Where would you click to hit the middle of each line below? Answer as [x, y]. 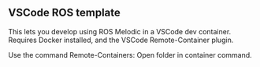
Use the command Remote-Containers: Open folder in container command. [130, 55]
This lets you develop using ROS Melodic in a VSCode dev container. [120, 31]
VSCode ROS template [64, 13]
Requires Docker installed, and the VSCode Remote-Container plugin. [121, 40]
